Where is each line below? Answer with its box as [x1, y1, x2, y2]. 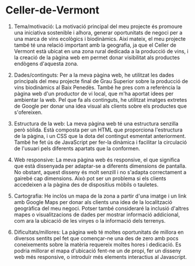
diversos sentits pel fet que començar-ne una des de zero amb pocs [13, 234, 179, 241]
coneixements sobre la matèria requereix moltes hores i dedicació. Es [13, 241, 182, 248]
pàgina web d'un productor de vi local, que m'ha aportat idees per [13, 90, 173, 97]
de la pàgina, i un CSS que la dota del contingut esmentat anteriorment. [13, 132, 186, 139]
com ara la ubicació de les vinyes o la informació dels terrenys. [13, 217, 166, 224]
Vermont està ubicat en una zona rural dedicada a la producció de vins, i [13, 47, 189, 54]
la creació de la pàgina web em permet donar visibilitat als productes [13, 54, 180, 61]
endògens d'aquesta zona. [13, 60, 79, 67]
